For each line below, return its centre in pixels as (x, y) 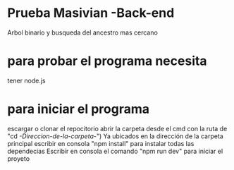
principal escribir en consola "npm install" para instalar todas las (101, 143)
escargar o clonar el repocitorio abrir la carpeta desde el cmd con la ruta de (117, 128)
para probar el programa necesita (107, 61)
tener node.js (26, 80)
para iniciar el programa (79, 109)
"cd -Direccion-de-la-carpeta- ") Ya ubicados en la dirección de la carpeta (115, 136)
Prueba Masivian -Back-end (91, 13)
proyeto (19, 158)
